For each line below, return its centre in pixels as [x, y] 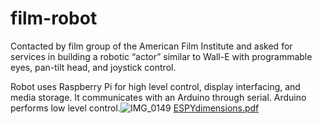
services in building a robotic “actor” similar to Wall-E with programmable [161, 56]
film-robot [54, 18]
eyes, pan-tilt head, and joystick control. [93, 67]
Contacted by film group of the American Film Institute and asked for [151, 46]
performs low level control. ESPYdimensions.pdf [135, 108]
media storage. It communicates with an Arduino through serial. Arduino [158, 97]
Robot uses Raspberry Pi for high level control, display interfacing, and [155, 86]
